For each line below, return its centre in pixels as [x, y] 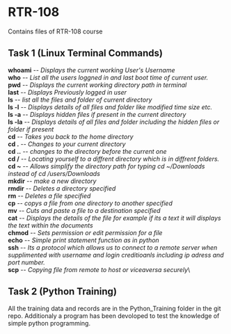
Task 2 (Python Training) [63, 292]
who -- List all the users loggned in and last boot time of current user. [108, 77]
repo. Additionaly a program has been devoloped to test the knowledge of [114, 316]
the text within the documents [50, 225]
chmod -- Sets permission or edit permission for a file [85, 232]
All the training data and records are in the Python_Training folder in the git [114, 308]
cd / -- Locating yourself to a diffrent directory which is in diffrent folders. [114, 159]
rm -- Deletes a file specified [49, 196]
